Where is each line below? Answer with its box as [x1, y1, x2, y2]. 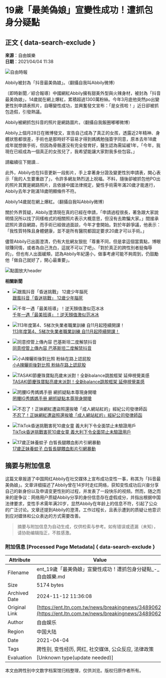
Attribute [9, 556, 31, 563]
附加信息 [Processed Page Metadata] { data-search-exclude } [5, 543, 156, 550]
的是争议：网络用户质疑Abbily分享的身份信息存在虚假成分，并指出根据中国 [9, 494, 161, 500]
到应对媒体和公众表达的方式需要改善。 [5, 513, 83, 519]
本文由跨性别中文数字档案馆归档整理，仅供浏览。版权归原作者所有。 [5, 668, 144, 674]
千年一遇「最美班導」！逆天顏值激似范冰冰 [12, 312, 99, 318]
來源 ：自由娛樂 [5, 53, 36, 58]
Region [7, 628, 24, 635]
